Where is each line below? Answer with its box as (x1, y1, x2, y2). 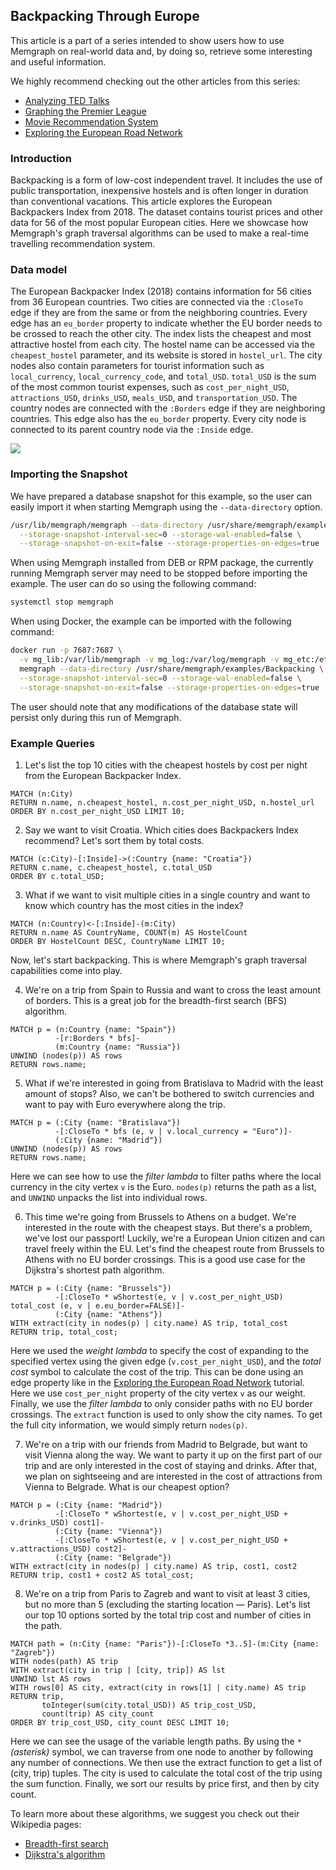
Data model (10, 263, 68, 277)
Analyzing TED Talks (24, 94, 110, 106)
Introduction (10, 151, 72, 165)
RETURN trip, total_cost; (10, 1327, 118, 1337)
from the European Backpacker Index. (24, 769, 182, 781)
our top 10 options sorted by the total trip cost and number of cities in (24, 1609, 312, 1621)
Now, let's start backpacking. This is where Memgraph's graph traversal (10, 954, 308, 966)
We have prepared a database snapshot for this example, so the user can (10, 490, 312, 502)
